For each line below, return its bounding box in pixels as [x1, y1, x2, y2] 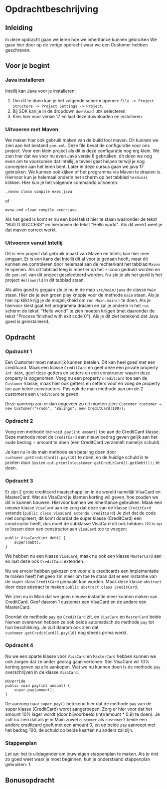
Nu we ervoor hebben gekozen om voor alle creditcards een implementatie [5, 568, 159, 574]
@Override [5, 679, 26, 684]
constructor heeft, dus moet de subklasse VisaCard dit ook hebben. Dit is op [5, 520, 162, 526]
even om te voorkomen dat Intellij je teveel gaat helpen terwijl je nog [5, 158, 145, 164]
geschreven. [5, 47, 31, 53]
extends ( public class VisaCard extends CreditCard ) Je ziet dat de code [5, 510, 156, 516]
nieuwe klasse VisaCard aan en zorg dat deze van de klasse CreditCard [5, 504, 151, 510]
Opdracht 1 [5, 348, 32, 355]
